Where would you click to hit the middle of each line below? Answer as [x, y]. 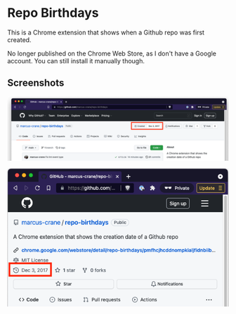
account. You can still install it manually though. [76, 60]
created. [19, 39]
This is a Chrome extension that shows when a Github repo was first [106, 32]
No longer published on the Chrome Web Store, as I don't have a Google [112, 53]
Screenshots [36, 83]
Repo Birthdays [53, 13]
